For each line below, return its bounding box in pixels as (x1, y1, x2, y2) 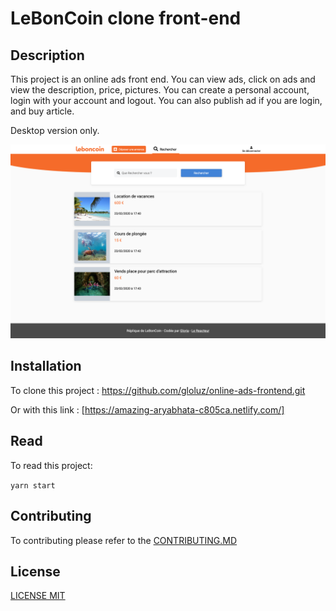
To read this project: (10, 459, 93, 471)
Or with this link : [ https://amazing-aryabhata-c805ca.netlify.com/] (10, 403, 285, 416)
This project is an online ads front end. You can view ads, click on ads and (10, 73, 316, 85)
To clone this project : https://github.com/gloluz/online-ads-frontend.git (10, 384, 306, 396)
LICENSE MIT (10, 590, 66, 602)
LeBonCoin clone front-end (10, 7, 242, 30)
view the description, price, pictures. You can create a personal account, (10, 84, 310, 96)
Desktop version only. (10, 125, 100, 136)
